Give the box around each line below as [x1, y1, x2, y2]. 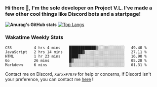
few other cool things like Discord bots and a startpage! [5, 10, 141, 17]
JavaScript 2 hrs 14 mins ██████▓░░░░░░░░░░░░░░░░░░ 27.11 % [5, 49, 147, 55]
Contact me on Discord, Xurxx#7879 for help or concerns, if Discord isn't [5, 71, 152, 77]
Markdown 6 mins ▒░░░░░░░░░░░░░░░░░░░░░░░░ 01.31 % [5, 62, 147, 67]
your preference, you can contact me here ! [5, 76, 94, 82]
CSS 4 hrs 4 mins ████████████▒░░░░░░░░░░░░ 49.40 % [5, 45, 147, 50]
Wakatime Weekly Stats [5, 34, 64, 41]
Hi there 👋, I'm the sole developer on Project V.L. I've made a [5, 4, 153, 11]
